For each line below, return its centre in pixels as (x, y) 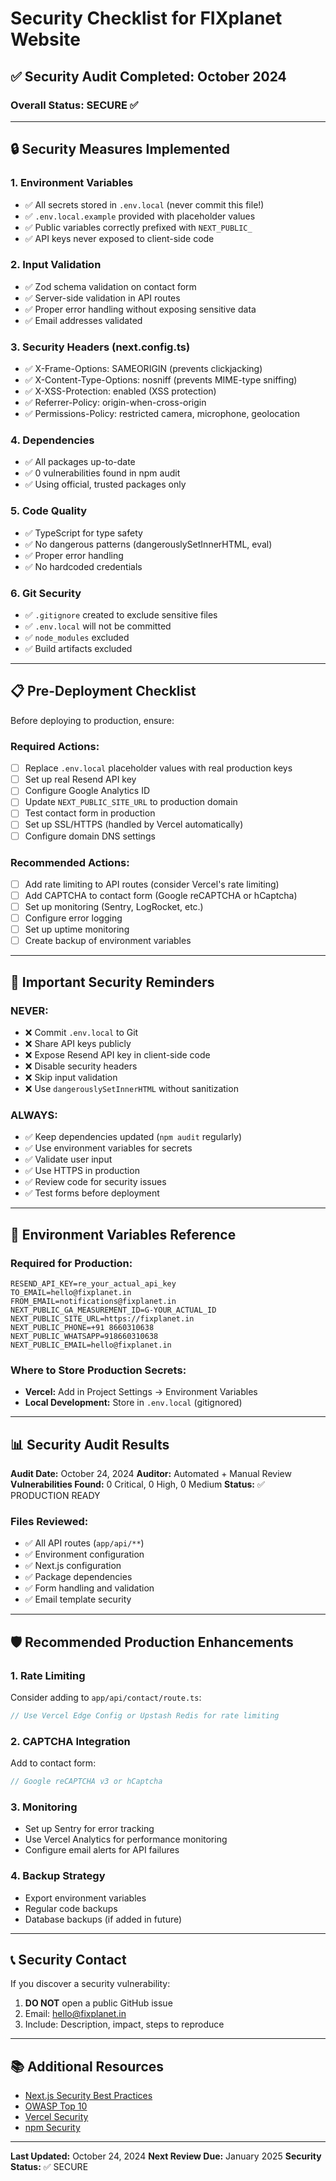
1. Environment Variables (72, 183)
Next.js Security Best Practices (88, 2096)
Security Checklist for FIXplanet (146, 18)
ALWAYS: (34, 1115)
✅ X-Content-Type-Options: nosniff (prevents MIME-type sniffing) (161, 380)
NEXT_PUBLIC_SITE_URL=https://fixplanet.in (102, 1318)
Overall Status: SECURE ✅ (74, 105)
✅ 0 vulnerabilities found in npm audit (102, 473)
